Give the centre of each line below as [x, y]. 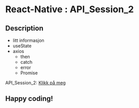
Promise [29, 73]
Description [24, 28]
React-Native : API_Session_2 [69, 9]
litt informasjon [28, 40]
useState [22, 46]
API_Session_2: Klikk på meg [36, 83]
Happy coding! [29, 99]
